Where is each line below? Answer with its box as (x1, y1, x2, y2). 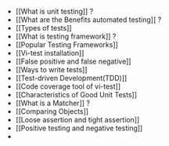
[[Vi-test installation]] (15, 49, 84, 57)
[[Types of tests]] (15, 24, 72, 32)
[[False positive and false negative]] (15, 57, 131, 66)
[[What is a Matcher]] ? (15, 98, 90, 108)
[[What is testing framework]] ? (15, 31, 117, 41)
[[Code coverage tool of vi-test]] (15, 82, 121, 91)
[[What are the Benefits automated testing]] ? (15, 15, 162, 24)
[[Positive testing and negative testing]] (15, 123, 143, 133)
